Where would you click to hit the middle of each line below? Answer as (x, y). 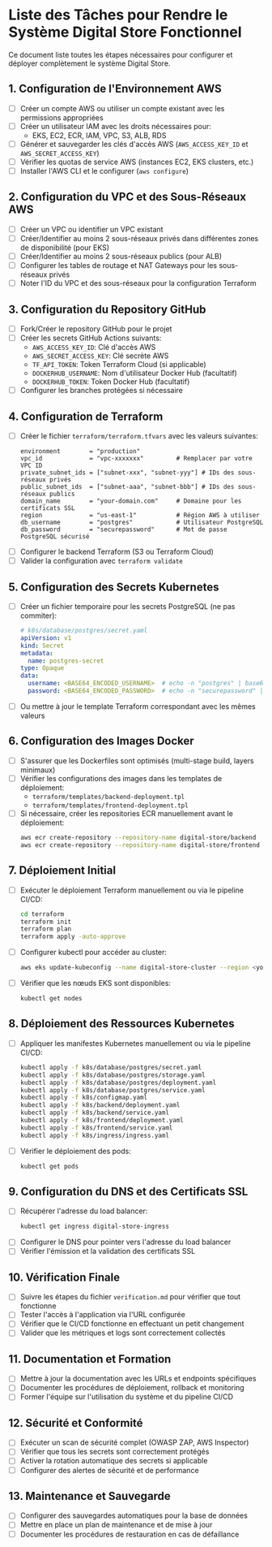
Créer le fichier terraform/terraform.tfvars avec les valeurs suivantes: (139, 436)
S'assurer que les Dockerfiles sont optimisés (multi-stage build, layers (137, 760)
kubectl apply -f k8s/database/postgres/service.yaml (113, 1090)
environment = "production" (80, 452)
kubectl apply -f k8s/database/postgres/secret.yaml (111, 1067)
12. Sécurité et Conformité (76, 1423)
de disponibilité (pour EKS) (65, 248)
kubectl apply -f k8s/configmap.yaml (84, 1098)
